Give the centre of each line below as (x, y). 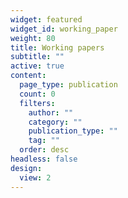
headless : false (44, 159)
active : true (37, 66)
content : (28, 76)
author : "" (51, 112)
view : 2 (35, 177)
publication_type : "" (73, 131)
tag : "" (44, 141)
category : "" (55, 122)
